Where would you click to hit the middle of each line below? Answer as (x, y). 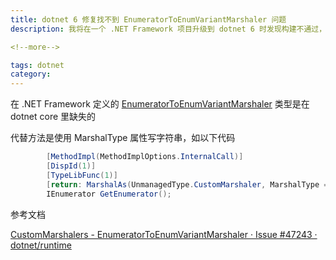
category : (31, 74)
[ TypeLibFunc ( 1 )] (82, 175)
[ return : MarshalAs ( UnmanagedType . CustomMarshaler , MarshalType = (187, 184)
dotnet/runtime (41, 245)
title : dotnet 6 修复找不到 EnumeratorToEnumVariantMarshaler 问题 (148, 19)
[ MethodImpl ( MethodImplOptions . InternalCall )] (145, 157)
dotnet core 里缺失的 (53, 117)
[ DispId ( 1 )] (71, 166)
